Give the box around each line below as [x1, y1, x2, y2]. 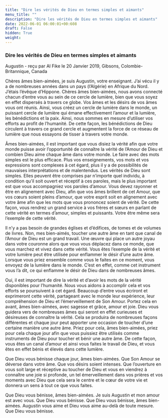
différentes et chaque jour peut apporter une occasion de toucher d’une [5, 319, 153, 325]
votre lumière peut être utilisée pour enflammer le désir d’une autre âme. [5, 251, 154, 257]
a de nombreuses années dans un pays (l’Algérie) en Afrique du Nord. [5, 83, 149, 89]
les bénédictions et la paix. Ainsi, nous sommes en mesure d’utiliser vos [5, 115, 153, 121]
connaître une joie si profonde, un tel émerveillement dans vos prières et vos [5, 372, 163, 378]
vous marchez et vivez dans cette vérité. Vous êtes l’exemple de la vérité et [5, 246, 160, 252]
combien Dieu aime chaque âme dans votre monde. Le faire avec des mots [5, 151, 159, 157]
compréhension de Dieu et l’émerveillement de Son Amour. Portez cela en [5, 298, 157, 304]
